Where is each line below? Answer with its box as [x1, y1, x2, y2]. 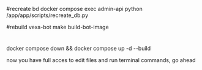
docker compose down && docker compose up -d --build [6, 45, 151, 52]
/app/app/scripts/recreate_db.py [6, 12, 89, 19]
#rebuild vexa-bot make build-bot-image [6, 24, 109, 30]
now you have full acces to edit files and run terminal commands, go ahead [6, 57, 196, 64]
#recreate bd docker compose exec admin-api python [6, 5, 143, 12]
